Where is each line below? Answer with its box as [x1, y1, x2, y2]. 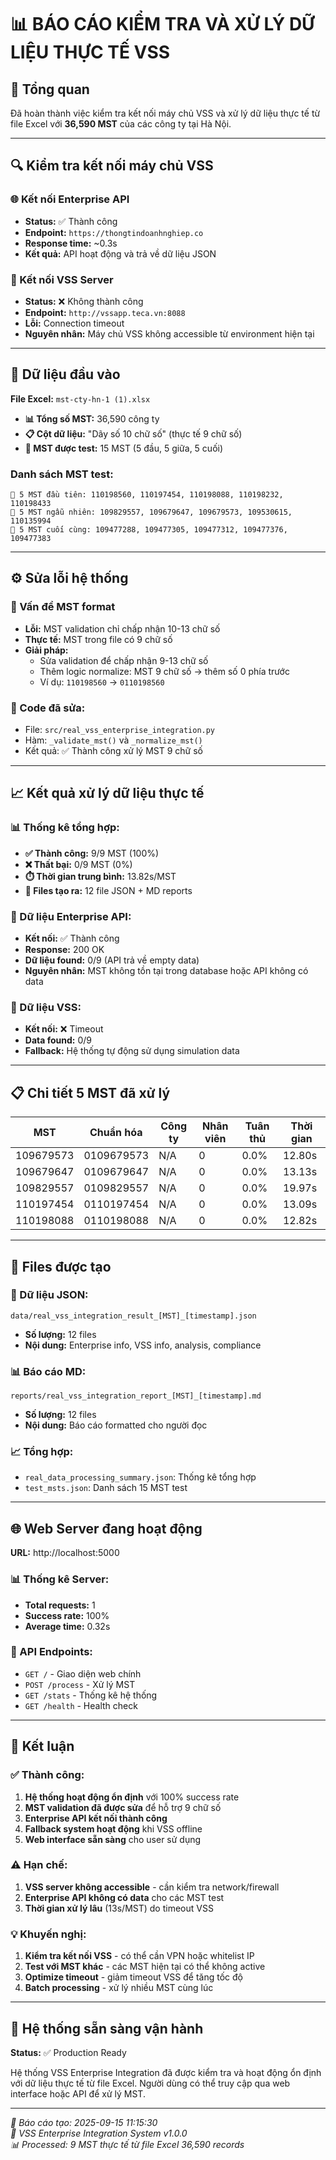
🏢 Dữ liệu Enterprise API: [10, 909, 132, 923]
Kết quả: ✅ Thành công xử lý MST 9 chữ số [24, 745, 203, 757]
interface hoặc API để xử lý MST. [10, 2087, 146, 2100]
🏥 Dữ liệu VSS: [10, 1000, 82, 1014]
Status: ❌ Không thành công [24, 295, 144, 307]
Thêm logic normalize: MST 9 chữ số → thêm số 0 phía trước [39, 665, 290, 677]
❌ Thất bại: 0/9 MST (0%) [24, 858, 133, 870]
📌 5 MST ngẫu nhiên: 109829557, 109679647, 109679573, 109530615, [10, 507, 293, 518]
